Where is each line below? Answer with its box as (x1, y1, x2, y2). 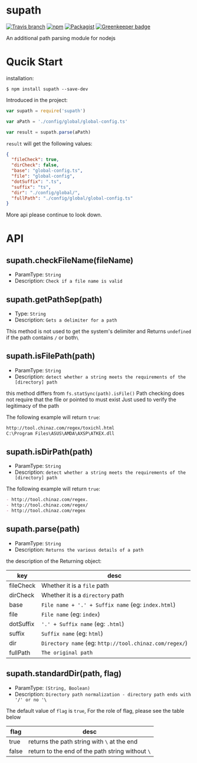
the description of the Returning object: (6, 557, 102, 564)
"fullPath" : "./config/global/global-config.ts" (11, 195, 133, 201)
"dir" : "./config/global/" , (11, 189, 81, 195)
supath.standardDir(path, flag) (6, 669, 122, 679)
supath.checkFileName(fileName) (6, 255, 134, 266)
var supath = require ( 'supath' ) (6, 107, 86, 114)
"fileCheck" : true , (11, 157, 60, 163)
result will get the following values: (6, 140, 93, 147)
